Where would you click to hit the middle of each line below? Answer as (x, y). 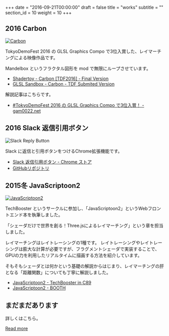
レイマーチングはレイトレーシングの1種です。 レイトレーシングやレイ (77, 243)
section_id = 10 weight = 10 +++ (39, 13)
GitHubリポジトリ (31, 168)
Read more (17, 328)
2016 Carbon (26, 29)
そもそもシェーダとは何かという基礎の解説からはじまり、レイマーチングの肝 (85, 266)
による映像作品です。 (36, 57)
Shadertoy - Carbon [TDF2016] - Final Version (61, 79)
